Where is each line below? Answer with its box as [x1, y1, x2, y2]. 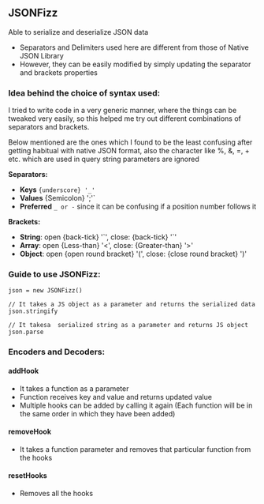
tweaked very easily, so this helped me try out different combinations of [8, 114, 242, 123]
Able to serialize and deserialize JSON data [8, 27, 149, 36]
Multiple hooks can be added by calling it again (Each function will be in [19, 401, 253, 410]
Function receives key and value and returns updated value [19, 392, 213, 401]
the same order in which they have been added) [19, 408, 176, 418]
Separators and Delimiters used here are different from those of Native [19, 43, 250, 52]
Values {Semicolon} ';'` [19, 194, 96, 203]
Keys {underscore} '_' [19, 185, 96, 194]
